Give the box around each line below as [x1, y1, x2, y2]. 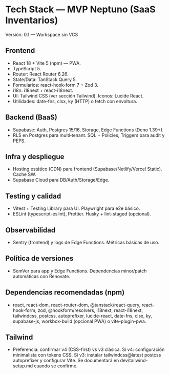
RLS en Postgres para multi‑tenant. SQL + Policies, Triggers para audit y [12, 132, 165, 138]
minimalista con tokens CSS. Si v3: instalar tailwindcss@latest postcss [12, 352, 161, 358]
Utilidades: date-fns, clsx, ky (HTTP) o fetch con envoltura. [12, 98, 137, 104]
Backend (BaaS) [5, 113, 57, 122]
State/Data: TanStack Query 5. [12, 76, 77, 83]
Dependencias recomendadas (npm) [5, 288, 125, 297]
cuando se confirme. [34, 363, 78, 369]
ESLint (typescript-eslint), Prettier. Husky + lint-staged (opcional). [12, 211, 151, 217]
